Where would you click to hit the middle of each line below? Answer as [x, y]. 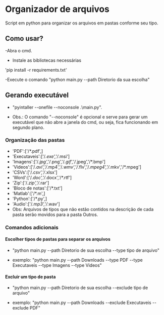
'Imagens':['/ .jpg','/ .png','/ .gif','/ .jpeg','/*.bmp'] [59, 161]
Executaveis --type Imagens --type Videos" [57, 265]
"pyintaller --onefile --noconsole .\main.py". [57, 107]
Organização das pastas [35, 140]
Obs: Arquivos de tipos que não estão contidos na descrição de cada [83, 209]
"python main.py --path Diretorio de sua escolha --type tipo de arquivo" [86, 250]
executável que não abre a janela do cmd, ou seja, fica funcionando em [85, 122]
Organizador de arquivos [57, 9]
